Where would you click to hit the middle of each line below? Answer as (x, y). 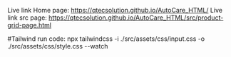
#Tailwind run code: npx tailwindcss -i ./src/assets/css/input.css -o (106, 39)
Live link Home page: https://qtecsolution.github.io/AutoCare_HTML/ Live (115, 10)
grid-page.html (30, 25)
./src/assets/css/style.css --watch (58, 46)
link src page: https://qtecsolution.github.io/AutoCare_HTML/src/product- (115, 18)
